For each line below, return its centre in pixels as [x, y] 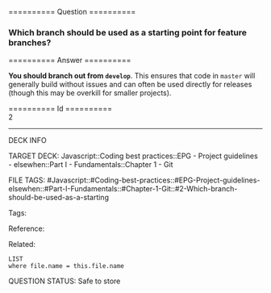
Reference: [27, 228]
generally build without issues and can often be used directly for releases [130, 85]
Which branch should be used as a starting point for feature [128, 32]
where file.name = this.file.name [67, 266]
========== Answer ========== [70, 61]
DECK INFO [27, 140]
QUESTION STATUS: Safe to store [65, 281]
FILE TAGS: [27, 180]
